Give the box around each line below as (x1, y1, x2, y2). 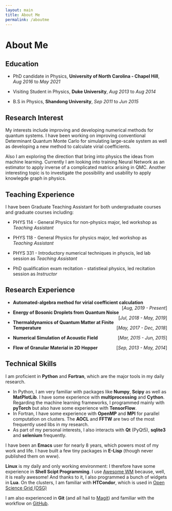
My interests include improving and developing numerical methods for (5, 127, 154, 134)
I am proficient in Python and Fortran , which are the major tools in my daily (5, 373, 164, 379)
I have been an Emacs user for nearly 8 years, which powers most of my (5, 442, 159, 448)
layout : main (5, 7, 33, 13)
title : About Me (5, 12, 40, 17)
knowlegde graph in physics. (5, 175, 67, 181)
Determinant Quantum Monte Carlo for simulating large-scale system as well (5, 138, 167, 144)
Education (5, 60, 39, 68)
